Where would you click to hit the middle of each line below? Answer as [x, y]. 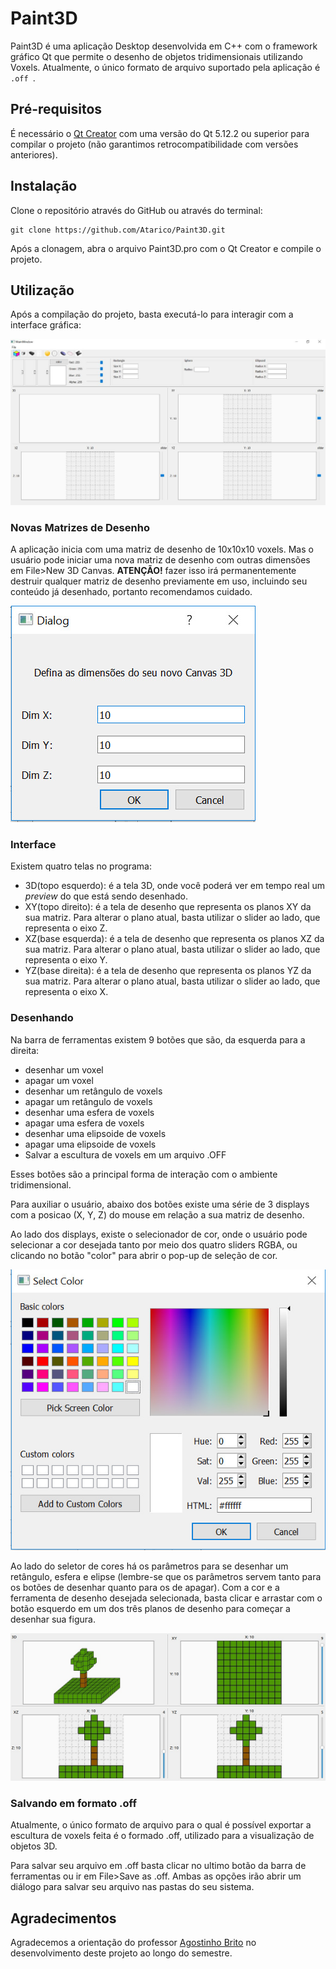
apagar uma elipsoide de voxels [90, 1144]
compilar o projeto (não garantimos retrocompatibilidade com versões [154, 144]
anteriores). [34, 154]
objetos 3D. [34, 1846]
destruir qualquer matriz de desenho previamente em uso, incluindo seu [159, 581]
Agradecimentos [63, 1918]
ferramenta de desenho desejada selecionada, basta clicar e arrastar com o [166, 1598]
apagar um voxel [59, 1080]
